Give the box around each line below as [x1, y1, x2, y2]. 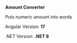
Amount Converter [5, 4, 45, 10]
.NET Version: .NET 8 [5, 33, 49, 39]
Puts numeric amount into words [5, 14, 72, 19]
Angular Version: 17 [5, 23, 45, 29]
